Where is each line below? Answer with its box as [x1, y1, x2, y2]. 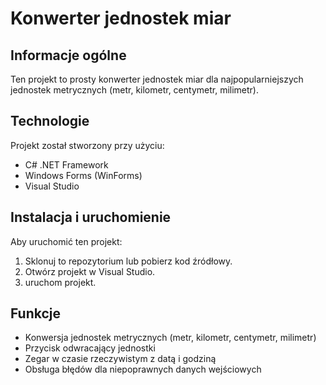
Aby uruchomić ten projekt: [10, 235, 123, 247]
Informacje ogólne [10, 47, 127, 64]
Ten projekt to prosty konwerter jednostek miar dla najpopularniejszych [10, 73, 304, 85]
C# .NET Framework [24, 158, 109, 171]
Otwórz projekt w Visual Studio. [24, 265, 156, 277]
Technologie [10, 113, 90, 130]
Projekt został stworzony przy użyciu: [10, 139, 165, 151]
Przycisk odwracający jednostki [24, 342, 156, 354]
